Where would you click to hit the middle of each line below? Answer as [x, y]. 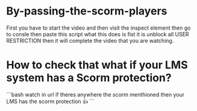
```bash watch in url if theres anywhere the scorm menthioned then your [95, 94]
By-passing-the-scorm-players [87, 11]
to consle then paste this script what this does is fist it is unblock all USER [98, 34]
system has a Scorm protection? [89, 78]
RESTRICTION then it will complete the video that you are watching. [90, 40]
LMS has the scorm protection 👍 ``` [51, 101]
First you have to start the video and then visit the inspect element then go [98, 28]
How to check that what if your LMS [97, 65]
